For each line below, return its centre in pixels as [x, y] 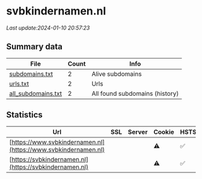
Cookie [164, 132]
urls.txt [19, 84]
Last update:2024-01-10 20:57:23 [48, 28]
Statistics [25, 115]
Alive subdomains [117, 74]
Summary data [35, 47]
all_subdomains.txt [35, 93]
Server [138, 132]
